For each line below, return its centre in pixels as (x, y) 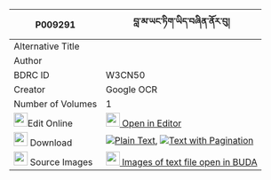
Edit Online (51, 123)
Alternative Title (47, 46)
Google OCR (132, 90)
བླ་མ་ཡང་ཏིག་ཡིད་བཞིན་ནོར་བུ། (181, 21)
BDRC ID (32, 75)
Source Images (61, 162)
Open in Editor (152, 123)
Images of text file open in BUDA (190, 162)
